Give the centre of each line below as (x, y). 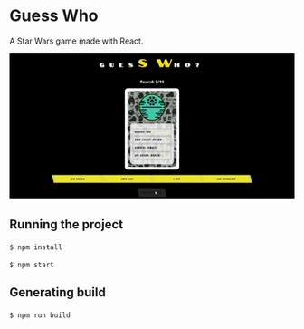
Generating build (57, 292)
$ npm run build (40, 315)
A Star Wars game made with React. (76, 41)
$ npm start (32, 265)
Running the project (66, 224)
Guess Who (54, 16)
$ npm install (36, 247)
